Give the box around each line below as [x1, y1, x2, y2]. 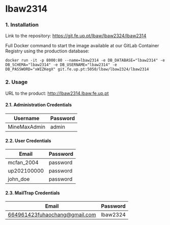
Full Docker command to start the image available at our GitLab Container [5, 43, 159, 49]
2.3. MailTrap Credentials [5, 189, 60, 196]
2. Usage [5, 78, 28, 86]
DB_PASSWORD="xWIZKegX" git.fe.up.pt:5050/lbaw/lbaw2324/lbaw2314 [5, 67, 149, 72]
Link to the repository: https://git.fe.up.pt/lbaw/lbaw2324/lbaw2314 [5, 33, 147, 39]
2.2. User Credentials [5, 137, 51, 144]
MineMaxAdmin [8, 123, 46, 130]
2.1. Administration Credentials [5, 102, 72, 108]
